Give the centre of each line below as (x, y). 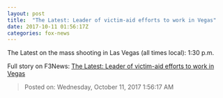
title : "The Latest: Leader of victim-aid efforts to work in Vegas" (112, 20)
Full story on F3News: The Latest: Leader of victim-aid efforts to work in (111, 66)
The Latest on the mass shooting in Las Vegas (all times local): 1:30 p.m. (111, 53)
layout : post (26, 14)
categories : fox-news (39, 33)
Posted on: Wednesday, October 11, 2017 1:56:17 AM (99, 87)
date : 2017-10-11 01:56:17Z (48, 26)
